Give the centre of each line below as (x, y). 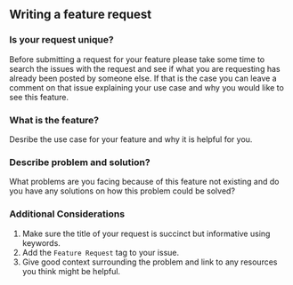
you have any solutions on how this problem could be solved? (122, 191)
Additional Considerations (67, 214)
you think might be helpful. (71, 271)
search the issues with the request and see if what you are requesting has (145, 68)
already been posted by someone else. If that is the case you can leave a (143, 78)
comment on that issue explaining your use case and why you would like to (147, 87)
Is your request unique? (61, 40)
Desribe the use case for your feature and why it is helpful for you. (131, 139)
